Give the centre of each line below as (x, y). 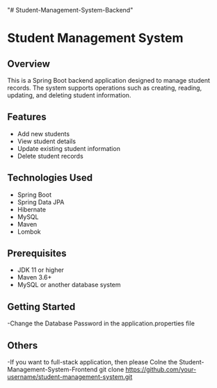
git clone (112, 370)
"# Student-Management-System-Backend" (70, 10)
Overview (29, 64)
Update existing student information (69, 148)
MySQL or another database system (69, 285)
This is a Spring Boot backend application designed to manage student (108, 80)
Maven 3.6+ (34, 277)
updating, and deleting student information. (69, 95)
